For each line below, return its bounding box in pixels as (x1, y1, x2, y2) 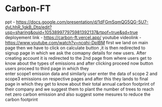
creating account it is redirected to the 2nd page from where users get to (5, 55, 152, 61)
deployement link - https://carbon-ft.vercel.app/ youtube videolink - (5, 35, 142, 40)
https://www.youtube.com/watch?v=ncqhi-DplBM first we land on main (5, 39, 148, 45)
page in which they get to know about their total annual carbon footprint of (5, 81, 155, 87)
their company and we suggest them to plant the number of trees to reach (5, 86, 154, 92)
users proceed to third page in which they (5, 65, 89, 71)
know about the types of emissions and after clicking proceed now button (5, 60, 154, 66)
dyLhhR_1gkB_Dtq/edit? (5, 24, 52, 30)
